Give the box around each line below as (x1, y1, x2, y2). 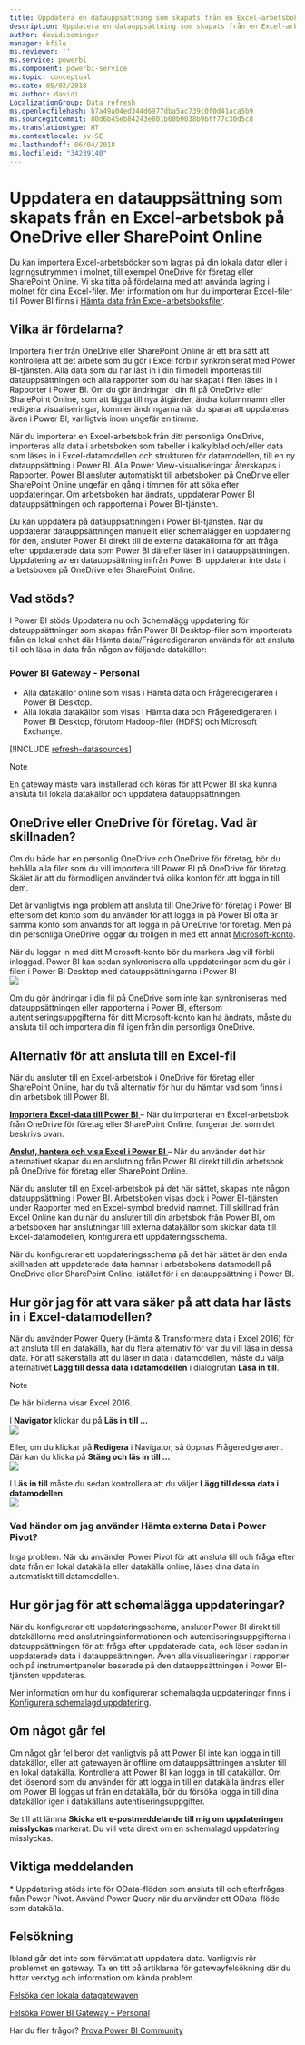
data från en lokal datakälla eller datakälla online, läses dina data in (9, 1561, 260, 1572)
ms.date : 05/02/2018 (9, 81, 88, 90)
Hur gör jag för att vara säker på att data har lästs (9, 1294, 292, 1310)
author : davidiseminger (9, 30, 100, 39)
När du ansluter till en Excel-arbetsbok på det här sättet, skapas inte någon (9, 1184, 290, 1194)
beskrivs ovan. (9, 1129, 64, 1140)
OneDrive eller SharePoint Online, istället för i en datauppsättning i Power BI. (9, 1268, 295, 1279)
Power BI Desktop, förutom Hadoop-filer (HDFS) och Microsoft (22, 716, 257, 728)
